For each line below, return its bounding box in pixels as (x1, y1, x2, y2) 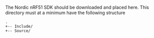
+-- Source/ (5, 28, 31, 33)
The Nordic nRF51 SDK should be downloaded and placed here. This (5, 5, 149, 10)
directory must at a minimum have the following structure (5, 10, 125, 16)
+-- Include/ (5, 24, 33, 29)
